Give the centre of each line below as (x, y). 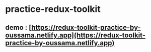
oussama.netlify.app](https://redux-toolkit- (75, 35)
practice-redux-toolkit (53, 9)
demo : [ (18, 27)
